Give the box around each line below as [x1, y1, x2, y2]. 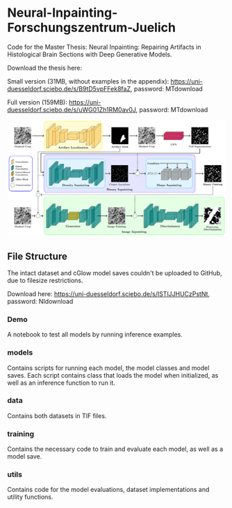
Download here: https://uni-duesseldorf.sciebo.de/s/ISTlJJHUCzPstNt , [7, 289, 210, 298]
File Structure [7, 250, 67, 262]
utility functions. [7, 493, 53, 501]
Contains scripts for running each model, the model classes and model [7, 364, 210, 372]
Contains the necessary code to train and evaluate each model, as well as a [7, 445, 224, 454]
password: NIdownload [7, 297, 74, 305]
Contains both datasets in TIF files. [7, 411, 107, 420]
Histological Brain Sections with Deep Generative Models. [7, 50, 172, 59]
